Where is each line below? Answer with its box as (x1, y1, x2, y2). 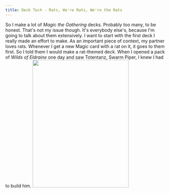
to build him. (5, 182, 32, 189)
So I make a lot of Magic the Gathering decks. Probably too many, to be (5, 21, 156, 28)
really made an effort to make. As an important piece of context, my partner (5, 38, 165, 44)
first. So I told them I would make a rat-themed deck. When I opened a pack (5, 49, 165, 55)
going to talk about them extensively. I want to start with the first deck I (5, 32, 155, 38)
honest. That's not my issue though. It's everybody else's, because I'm (5, 27, 155, 33)
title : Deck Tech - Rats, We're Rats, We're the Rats (5, 7, 123, 13)
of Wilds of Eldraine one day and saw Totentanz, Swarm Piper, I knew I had (5, 54, 164, 60)
